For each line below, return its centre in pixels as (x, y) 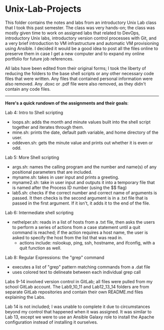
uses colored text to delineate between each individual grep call (76, 272)
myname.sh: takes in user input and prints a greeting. (66, 177)
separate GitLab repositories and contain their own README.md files (74, 292)
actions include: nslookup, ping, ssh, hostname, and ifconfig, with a (87, 243)
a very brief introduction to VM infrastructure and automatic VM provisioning (82, 43)
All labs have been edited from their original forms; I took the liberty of (76, 68)
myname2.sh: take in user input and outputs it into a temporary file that (83, 182)
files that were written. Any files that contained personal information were (79, 79)
